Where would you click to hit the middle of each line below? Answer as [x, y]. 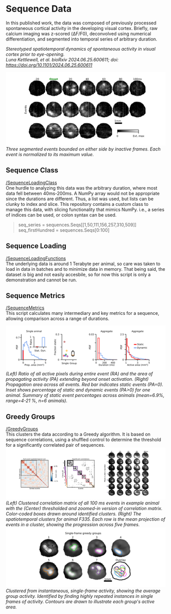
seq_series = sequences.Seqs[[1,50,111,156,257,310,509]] [77, 225]
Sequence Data [39, 9]
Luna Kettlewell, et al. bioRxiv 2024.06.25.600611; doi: [62, 59]
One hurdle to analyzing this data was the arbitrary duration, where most [82, 188]
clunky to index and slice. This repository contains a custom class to [77, 204]
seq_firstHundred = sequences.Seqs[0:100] [64, 230]
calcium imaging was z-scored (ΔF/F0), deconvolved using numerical [78, 33]
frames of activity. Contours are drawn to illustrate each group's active [80, 601]
